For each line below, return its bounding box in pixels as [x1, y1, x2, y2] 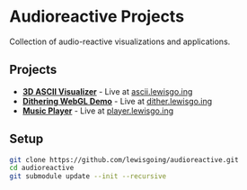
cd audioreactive [9, 164, 75, 173]
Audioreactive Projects [9, 6, 185, 27]
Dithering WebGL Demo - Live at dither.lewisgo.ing [22, 95, 213, 106]
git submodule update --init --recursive [9, 172, 167, 181]
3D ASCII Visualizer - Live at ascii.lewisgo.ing [22, 86, 193, 96]
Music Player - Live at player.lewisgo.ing [22, 105, 174, 116]
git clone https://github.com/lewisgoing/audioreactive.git [9, 155, 240, 164]
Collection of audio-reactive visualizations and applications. [9, 36, 231, 47]
